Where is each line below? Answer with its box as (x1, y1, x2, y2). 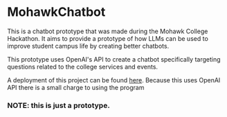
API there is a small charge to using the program (7, 83, 145, 91)
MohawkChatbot (7, 4, 106, 20)
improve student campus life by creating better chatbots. (7, 42, 170, 50)
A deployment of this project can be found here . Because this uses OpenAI (7, 75, 221, 84)
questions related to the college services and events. (7, 62, 158, 71)
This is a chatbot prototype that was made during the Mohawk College (7, 27, 208, 35)
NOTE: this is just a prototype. (7, 100, 111, 110)
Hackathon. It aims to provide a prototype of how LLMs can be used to (7, 34, 209, 42)
